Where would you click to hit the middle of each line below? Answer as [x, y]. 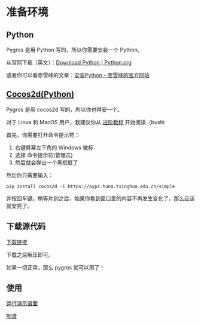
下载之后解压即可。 [30, 255]
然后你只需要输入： [30, 175]
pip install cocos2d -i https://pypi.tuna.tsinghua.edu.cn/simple [91, 186]
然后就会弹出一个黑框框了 [46, 162]
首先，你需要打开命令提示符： [43, 134]
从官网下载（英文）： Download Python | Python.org [69, 62]
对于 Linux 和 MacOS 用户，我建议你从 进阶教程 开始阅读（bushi [86, 122]
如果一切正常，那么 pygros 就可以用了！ [56, 267]
